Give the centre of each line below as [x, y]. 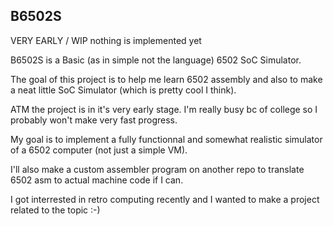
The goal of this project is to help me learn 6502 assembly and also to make [166, 79]
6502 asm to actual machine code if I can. [97, 180]
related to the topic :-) [55, 210]
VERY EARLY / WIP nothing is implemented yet [106, 40]
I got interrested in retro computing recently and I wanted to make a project [165, 199]
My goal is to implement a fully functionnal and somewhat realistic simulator [166, 139]
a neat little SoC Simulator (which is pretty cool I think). [123, 90]
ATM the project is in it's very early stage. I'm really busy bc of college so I [164, 109]
